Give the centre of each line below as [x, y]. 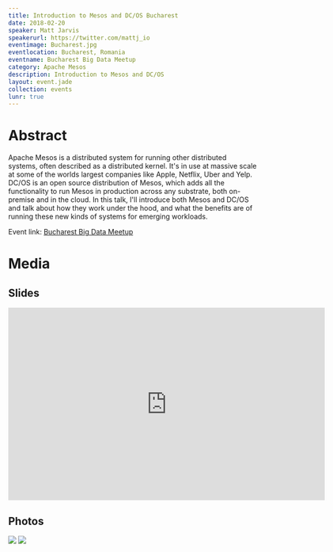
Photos [26, 521]
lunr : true [26, 97]
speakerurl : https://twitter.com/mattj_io [79, 38]
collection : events [40, 89]
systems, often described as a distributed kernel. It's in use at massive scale [132, 166]
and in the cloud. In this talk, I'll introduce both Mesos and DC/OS [142, 200]
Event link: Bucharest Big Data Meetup [71, 232]
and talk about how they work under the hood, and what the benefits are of [131, 208]
